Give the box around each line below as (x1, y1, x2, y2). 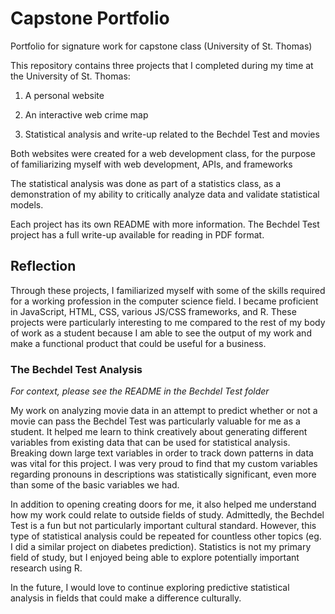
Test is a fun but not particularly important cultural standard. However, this (10, 520, 317, 532)
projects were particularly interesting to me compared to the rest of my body (10, 316, 326, 328)
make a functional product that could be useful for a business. (10, 337, 267, 349)
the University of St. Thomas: (10, 70, 131, 82)
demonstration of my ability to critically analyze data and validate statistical (10, 188, 320, 200)
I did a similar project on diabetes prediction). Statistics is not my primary (10, 541, 312, 553)
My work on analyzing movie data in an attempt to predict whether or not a (10, 405, 318, 417)
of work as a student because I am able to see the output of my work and (10, 327, 312, 339)
